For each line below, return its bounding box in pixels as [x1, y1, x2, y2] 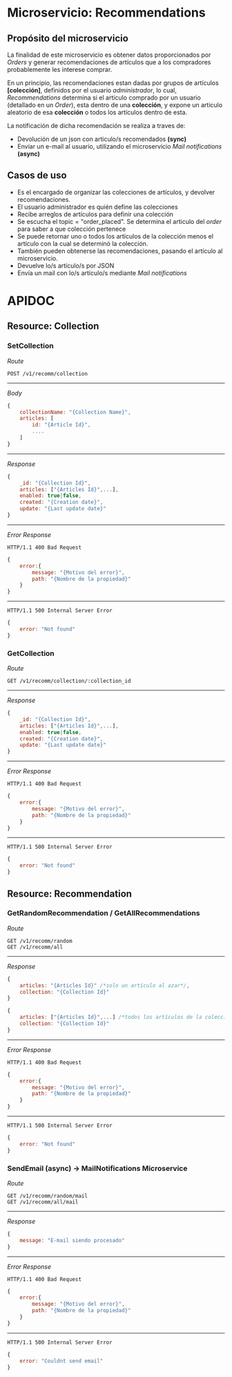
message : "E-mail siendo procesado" [19, 1237, 126, 1244]
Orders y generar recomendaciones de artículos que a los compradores [7, 58, 211, 66]
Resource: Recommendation [7, 888, 133, 899]
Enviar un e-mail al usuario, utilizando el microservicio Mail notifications [17, 142, 222, 150]
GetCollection [7, 648, 55, 658]
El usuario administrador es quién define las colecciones [17, 203, 178, 211]
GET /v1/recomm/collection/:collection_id [7, 677, 131, 685]
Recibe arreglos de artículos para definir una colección [17, 209, 174, 218]
